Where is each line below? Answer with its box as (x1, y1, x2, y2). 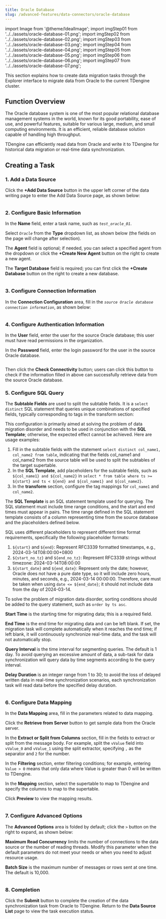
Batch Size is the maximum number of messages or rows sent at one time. (5, 864, 158, 870)
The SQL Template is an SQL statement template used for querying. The (5, 498, 154, 504)
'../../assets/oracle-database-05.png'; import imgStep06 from (5, 52, 131, 58)
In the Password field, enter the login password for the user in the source (5, 347, 156, 353)
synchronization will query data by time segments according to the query (5, 657, 155, 663)
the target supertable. (12, 462, 57, 468)
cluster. (5, 83, 21, 89)
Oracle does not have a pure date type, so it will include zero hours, (12, 571, 151, 576)
